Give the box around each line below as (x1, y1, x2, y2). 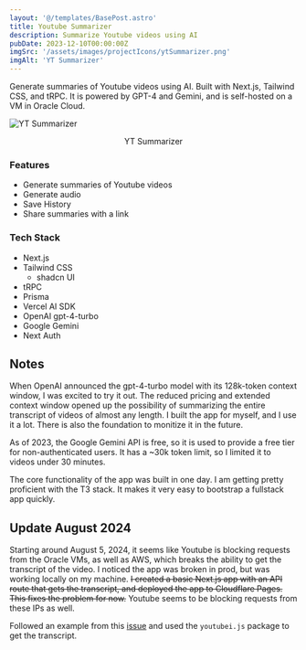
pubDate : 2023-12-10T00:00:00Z (9, 38, 129, 48)
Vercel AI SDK (22, 301, 76, 312)
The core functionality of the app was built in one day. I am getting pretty (9, 474, 284, 485)
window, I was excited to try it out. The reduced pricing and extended (9, 390, 271, 401)
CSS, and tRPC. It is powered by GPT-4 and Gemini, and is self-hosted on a (9, 91, 293, 101)
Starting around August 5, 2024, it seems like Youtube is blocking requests (9, 545, 290, 556)
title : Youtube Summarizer (9, 22, 112, 31)
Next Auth (22, 330, 61, 341)
